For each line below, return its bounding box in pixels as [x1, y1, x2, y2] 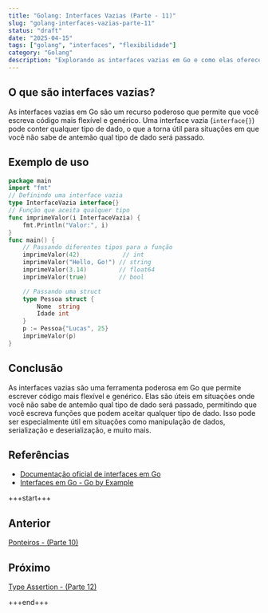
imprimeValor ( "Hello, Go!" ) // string [22, 259, 152, 267]
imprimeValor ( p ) [22, 332, 77, 340]
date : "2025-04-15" [8, 34, 73, 42]
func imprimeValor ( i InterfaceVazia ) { [8, 213, 141, 222]
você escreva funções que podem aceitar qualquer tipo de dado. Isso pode [8, 408, 256, 417]
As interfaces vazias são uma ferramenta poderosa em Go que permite [8, 382, 242, 392]
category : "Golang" [8, 49, 73, 57]
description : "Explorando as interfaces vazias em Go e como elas [8, 57, 234, 65]
